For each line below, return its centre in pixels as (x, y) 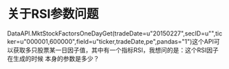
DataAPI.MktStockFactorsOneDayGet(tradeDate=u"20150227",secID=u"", (111, 33)
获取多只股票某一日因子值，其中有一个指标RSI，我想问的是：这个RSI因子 (116, 50)
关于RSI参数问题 (53, 14)
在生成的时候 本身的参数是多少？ (53, 58)
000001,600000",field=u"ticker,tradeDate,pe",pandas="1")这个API (120, 41)
